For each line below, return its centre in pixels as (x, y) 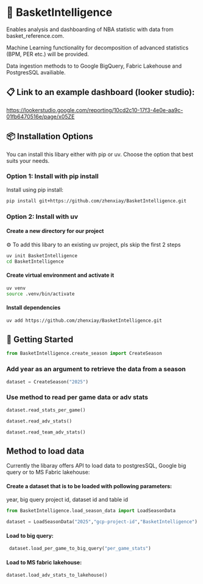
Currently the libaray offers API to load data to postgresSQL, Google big (96, 466)
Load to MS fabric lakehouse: (44, 562)
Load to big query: (30, 535)
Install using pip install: (35, 190)
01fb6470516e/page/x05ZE (41, 116)
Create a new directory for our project (55, 231)
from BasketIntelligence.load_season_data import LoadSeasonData (91, 511)
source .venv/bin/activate (41, 294)
